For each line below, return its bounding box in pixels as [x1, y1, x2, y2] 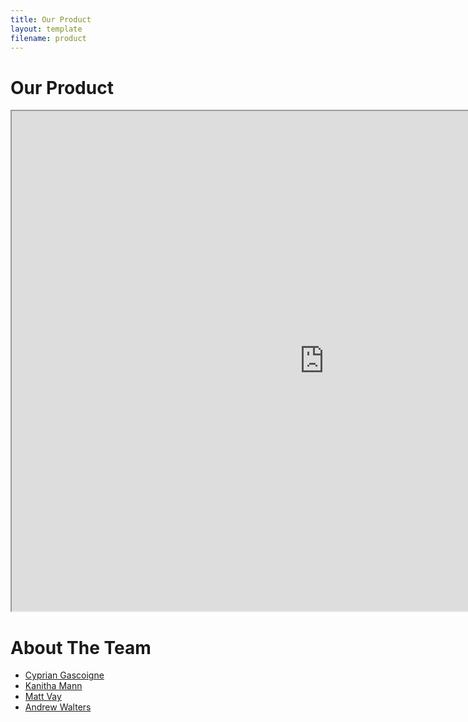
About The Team [10, 636, 152, 659]
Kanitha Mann [24, 680, 83, 692]
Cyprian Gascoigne [24, 669, 105, 681]
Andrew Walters [24, 701, 92, 713]
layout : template [10, 24, 83, 34]
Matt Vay [24, 691, 62, 703]
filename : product [10, 33, 87, 43]
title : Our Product [10, 14, 92, 25]
